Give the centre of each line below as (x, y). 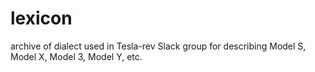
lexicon (41, 18)
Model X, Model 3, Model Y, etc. (76, 56)
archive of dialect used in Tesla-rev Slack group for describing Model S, (158, 46)
